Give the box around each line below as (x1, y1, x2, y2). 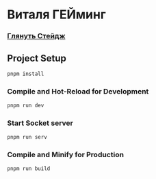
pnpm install (7, 70, 44, 77)
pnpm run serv (7, 134, 48, 141)
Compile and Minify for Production (7, 150, 125, 160)
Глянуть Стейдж (7, 31, 66, 41)
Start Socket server (7, 118, 73, 128)
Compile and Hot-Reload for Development (7, 86, 149, 96)
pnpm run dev (7, 102, 44, 109)
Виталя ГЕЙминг (7, 7, 106, 23)
